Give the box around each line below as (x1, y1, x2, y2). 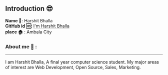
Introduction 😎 (5, 4, 53, 13)
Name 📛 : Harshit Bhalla (5, 17, 53, 23)
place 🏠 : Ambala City (5, 29, 52, 35)
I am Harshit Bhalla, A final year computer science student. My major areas (5, 59, 159, 65)
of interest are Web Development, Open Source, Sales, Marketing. (5, 65, 141, 71)
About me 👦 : (5, 43, 37, 50)
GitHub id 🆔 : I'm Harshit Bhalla (5, 23, 70, 29)
